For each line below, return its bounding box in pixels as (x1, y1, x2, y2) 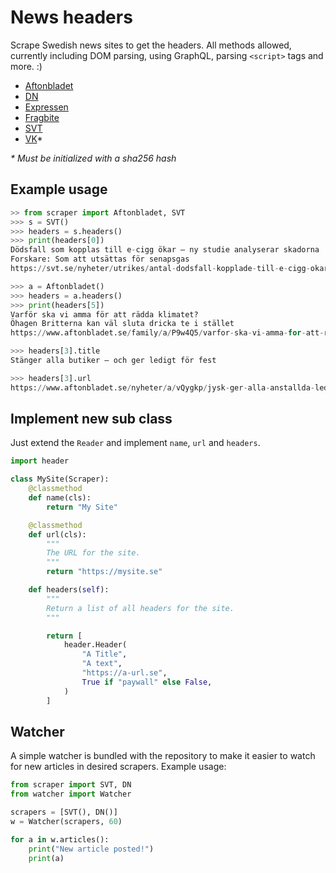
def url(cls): (28, 529, 87, 540)
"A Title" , (81, 649, 128, 660)
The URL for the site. (46, 548, 141, 558)
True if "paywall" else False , (81, 677, 213, 687)
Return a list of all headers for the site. (46, 603, 235, 613)
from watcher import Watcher (10, 789, 132, 800)
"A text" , (81, 659, 123, 669)
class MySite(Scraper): (10, 474, 110, 485)
